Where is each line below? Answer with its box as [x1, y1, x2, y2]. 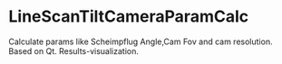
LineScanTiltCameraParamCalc [8, 6, 249, 27]
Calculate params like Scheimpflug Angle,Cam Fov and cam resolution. [8, 36, 273, 47]
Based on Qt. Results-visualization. [8, 45, 140, 56]
